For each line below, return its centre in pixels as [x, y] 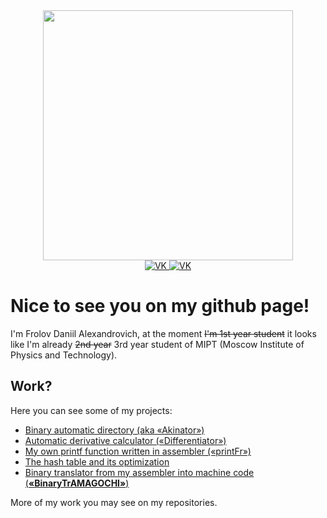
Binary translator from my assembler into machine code [139, 472]
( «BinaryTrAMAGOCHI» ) [77, 483]
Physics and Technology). [64, 355]
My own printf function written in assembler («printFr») [138, 451]
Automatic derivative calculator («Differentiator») [125, 440]
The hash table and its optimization [97, 461]
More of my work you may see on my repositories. [114, 502]
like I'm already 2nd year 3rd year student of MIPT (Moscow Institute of [157, 344]
